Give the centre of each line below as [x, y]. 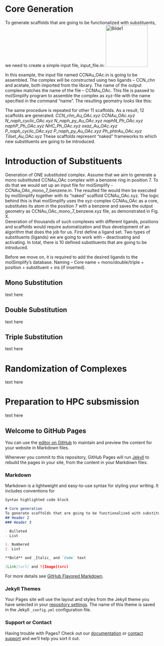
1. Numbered [17, 545]
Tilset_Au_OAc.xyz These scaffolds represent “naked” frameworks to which [81, 136]
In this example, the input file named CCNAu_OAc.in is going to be [71, 75]
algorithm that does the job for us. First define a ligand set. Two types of [78, 232]
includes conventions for [30, 491]
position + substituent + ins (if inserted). [45, 267]
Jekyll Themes [23, 589]
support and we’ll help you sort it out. [42, 638]
